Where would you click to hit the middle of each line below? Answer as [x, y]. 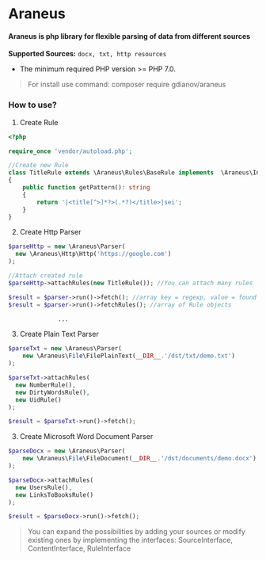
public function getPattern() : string [86, 188]
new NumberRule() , [46, 385]
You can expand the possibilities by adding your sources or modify [136, 532]
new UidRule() [38, 400]
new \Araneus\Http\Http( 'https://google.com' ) [93, 254]
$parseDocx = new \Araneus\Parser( [67, 451]
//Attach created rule [46, 276]
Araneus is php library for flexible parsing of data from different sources [129, 36]
